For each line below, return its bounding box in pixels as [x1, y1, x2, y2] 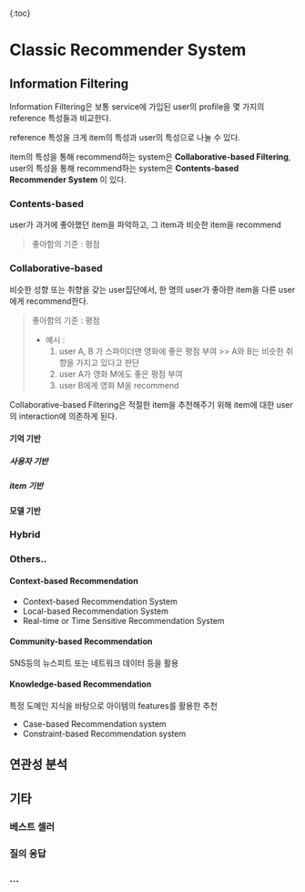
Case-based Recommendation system [22, 718, 167, 729]
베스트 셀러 [9, 820, 56, 833]
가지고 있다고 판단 [76, 357, 140, 368]
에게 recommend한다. [9, 296, 89, 306]
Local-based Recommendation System [22, 606, 169, 617]
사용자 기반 [9, 455, 48, 466]
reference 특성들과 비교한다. [9, 113, 112, 123]
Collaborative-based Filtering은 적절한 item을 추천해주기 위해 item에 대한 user [9, 399, 294, 410]
